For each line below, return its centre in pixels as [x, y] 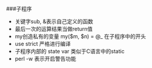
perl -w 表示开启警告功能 [45, 59]
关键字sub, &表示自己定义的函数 [54, 21]
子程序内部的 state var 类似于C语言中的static [70, 51]
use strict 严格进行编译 [43, 44]
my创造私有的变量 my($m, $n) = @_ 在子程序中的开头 [80, 36]
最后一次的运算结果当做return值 [54, 29]
